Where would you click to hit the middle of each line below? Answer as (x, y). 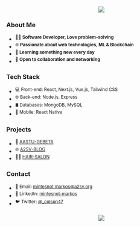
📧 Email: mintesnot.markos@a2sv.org (53, 187)
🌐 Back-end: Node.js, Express (46, 97)
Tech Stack (23, 77)
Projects (19, 129)
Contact (18, 174)
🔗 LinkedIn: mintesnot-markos (46, 194)
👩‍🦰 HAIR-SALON (32, 157)
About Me (21, 25)
